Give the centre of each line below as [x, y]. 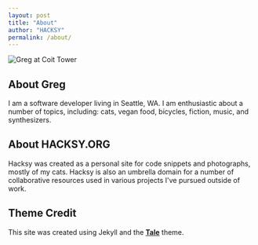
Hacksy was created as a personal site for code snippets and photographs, [129, 163]
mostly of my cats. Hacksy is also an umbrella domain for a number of [121, 172]
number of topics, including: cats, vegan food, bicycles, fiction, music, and [129, 112]
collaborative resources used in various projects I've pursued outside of [124, 180]
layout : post [29, 15]
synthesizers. [30, 120]
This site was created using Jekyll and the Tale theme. [96, 232]
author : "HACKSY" [36, 30]
